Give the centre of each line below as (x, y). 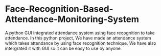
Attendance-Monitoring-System (72, 19)
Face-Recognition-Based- (59, 9)
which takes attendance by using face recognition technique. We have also (81, 43)
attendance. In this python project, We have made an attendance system (78, 38)
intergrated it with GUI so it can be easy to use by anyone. (64, 48)
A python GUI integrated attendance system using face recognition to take (80, 33)
